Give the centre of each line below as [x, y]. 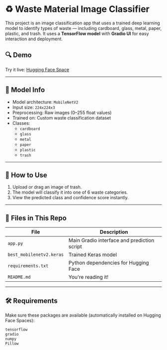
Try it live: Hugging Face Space [37, 69]
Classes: [21, 123]
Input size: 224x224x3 [34, 107]
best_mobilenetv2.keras [36, 255]
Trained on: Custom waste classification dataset [61, 117]
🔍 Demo [18, 55]
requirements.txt [28, 266]
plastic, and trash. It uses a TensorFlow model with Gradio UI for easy [77, 33]
